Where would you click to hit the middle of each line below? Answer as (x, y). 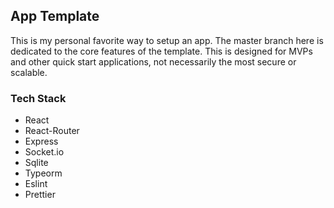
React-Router (52, 131)
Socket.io (44, 152)
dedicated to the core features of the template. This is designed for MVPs (161, 51)
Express (41, 141)
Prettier (40, 195)
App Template (55, 16)
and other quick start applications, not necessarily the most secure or (153, 61)
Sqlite (36, 163)
